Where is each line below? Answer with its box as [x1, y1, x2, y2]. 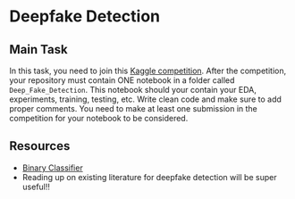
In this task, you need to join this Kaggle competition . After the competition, [9, 65, 287, 76]
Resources [9, 138, 71, 153]
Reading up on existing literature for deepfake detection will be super [21, 171, 277, 182]
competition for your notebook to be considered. [9, 113, 189, 123]
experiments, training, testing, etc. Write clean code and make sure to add [9, 94, 282, 104]
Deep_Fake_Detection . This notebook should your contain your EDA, [9, 85, 257, 95]
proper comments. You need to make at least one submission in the [9, 104, 257, 113]
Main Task [9, 42, 69, 57]
